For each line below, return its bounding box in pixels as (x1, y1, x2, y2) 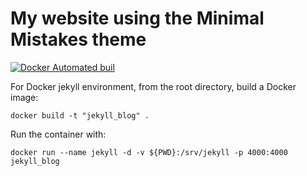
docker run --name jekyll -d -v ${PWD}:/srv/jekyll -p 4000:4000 (10, 147, 288, 157)
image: (10, 91, 39, 103)
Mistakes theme (10, 28, 147, 51)
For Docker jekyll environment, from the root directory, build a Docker (10, 80, 297, 92)
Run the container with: (10, 128, 107, 140)
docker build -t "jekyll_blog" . (10, 110, 150, 121)
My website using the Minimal (10, 7, 265, 30)
